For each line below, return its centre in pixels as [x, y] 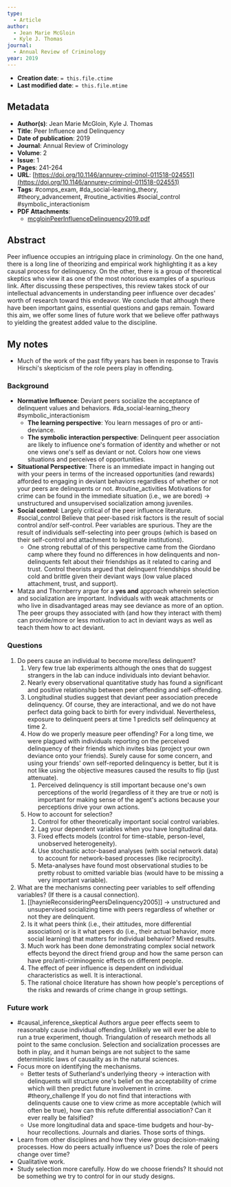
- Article [27, 20]
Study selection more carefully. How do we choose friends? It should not [120, 1169]
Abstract [26, 240]
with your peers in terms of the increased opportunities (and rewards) [116, 474]
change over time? [43, 1155]
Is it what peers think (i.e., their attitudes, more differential [109, 924]
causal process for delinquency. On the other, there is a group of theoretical [114, 271]
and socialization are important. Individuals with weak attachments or [115, 598]
